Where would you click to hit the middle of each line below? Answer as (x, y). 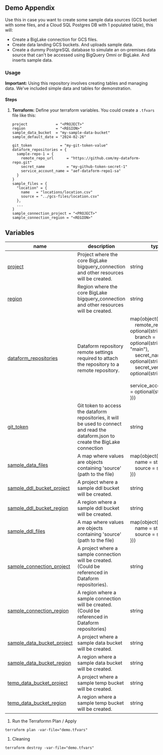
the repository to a (98, 365)
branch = (145, 337)
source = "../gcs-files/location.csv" (60, 197)
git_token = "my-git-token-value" (60, 146)
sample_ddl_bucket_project (39, 488)
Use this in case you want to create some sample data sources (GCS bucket (81, 19)
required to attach (98, 358)
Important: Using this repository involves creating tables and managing (76, 83)
